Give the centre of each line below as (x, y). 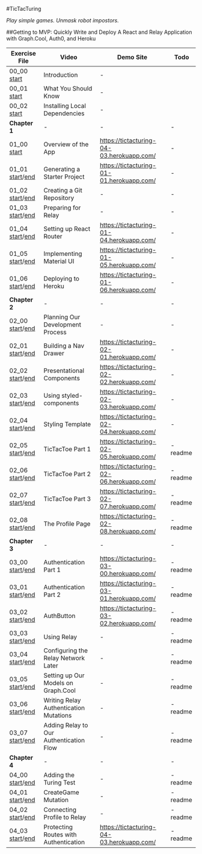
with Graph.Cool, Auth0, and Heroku (51, 38)
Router (53, 236)
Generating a (62, 169)
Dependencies (64, 113)
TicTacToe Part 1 (67, 449)
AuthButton (60, 616)
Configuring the (66, 650)
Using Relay (60, 637)
